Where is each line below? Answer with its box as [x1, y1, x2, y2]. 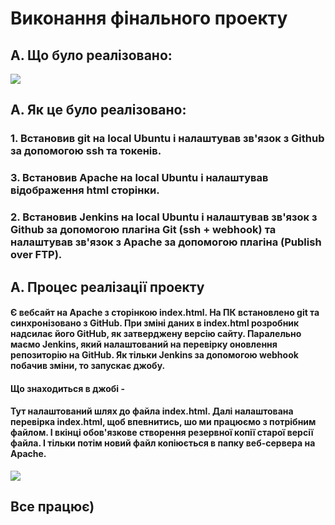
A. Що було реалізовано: [10, 47, 173, 64]
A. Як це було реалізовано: [10, 102, 187, 119]
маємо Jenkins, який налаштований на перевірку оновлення [10, 338, 278, 351]
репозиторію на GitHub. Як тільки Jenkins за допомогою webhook [10, 349, 299, 361]
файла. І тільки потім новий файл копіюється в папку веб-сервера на [10, 437, 316, 449]
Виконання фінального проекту [10, 7, 288, 30]
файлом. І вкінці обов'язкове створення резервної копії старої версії [10, 427, 314, 439]
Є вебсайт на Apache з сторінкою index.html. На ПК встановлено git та [10, 307, 320, 319]
